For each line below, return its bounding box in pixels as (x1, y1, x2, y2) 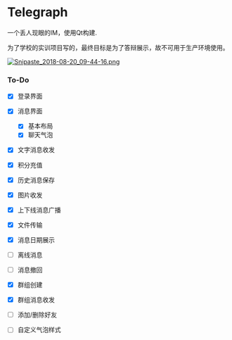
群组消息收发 (17, 296, 55, 304)
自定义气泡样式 (17, 325, 61, 334)
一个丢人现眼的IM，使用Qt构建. (7, 28, 97, 37)
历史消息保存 (17, 175, 55, 184)
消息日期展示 (17, 235, 55, 244)
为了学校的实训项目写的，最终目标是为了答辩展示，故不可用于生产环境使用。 (7, 43, 229, 51)
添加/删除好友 (17, 310, 58, 319)
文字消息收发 (17, 146, 55, 154)
